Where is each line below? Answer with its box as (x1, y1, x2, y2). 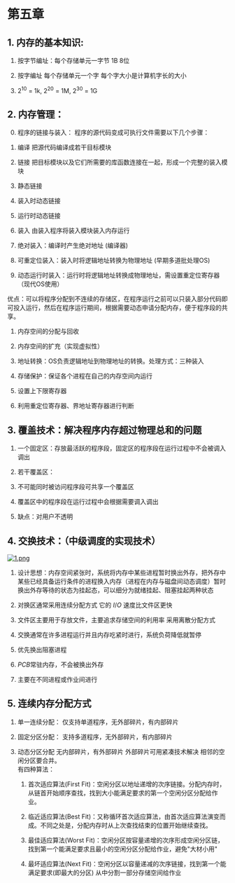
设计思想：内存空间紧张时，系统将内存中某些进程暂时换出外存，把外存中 (17, 568, 226, 577)
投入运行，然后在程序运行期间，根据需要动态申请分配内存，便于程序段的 (13, 303, 222, 312)
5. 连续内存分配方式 (7, 698, 92, 710)
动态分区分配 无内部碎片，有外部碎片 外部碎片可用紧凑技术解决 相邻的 (17, 747, 219, 755)
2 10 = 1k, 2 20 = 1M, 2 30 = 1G (17, 85, 98, 95)
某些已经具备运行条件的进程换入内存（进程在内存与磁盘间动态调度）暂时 (17, 577, 226, 586)
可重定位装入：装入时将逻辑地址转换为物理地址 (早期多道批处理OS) (17, 256, 211, 265)
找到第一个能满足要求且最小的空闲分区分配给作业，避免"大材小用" (27, 844, 218, 853)
